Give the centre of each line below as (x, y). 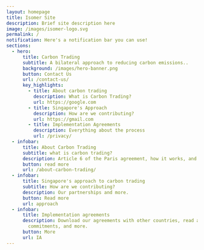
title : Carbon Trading (51, 57)
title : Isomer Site (31, 18)
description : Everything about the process (89, 130)
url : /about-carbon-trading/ (59, 170)
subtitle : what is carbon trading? (67, 153)
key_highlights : (43, 86)
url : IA (32, 237)
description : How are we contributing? (84, 113)
